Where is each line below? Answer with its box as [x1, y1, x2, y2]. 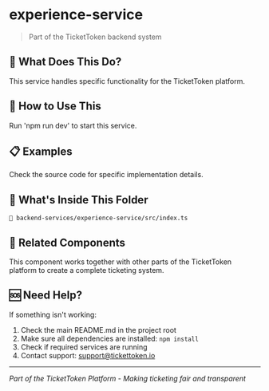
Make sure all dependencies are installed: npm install [20, 334, 199, 343]
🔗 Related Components [9, 235, 126, 249]
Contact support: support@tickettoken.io [20, 350, 156, 360]
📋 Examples [9, 144, 73, 158]
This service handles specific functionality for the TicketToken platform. [9, 76, 246, 85]
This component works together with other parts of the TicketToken [9, 257, 232, 267]
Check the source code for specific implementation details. [9, 170, 204, 180]
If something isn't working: [9, 310, 97, 319]
